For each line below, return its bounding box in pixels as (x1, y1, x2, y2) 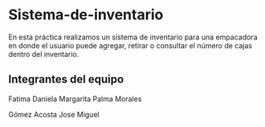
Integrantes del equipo (8, 72, 124, 86)
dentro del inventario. (8, 49, 79, 59)
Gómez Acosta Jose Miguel (8, 109, 100, 119)
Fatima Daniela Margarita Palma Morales (8, 94, 142, 104)
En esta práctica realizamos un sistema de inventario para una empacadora (8, 32, 258, 42)
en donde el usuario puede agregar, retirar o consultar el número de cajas (8, 40, 253, 50)
